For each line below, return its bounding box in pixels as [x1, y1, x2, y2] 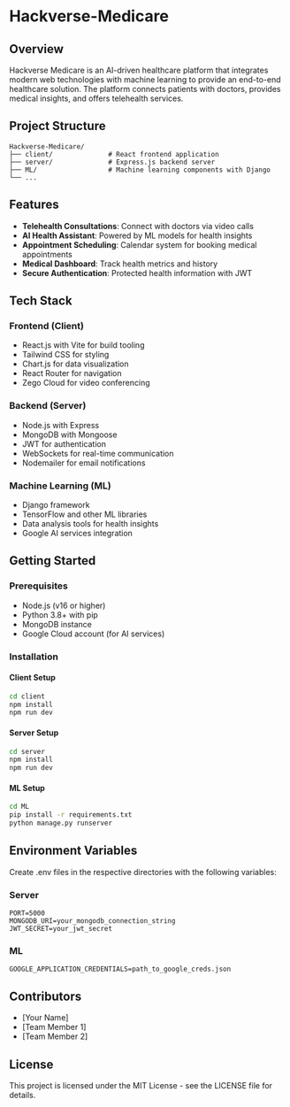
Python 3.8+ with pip [21, 609, 99, 620]
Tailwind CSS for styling [21, 350, 110, 360]
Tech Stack [9, 294, 72, 309]
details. [9, 1090, 36, 1101]
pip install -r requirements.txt [9, 811, 133, 819]
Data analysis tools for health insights [21, 518, 159, 528]
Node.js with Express [21, 419, 100, 430]
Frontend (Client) [9, 319, 84, 332]
